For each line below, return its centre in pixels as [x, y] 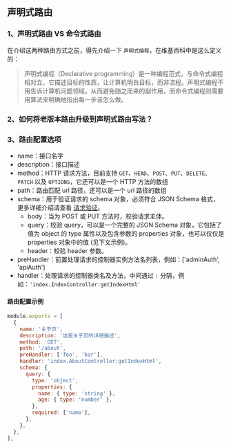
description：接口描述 [48, 164]
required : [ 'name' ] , [61, 413]
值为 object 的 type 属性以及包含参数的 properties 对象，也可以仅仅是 [126, 233]
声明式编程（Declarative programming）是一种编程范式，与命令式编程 [123, 73]
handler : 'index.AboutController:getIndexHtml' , [91, 362]
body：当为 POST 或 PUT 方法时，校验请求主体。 [98, 216]
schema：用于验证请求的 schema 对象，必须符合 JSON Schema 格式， [118, 198]
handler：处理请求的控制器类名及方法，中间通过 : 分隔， [98, 275]
